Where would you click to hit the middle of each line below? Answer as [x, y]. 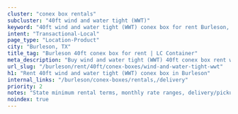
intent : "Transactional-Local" [53, 34]
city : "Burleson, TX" [39, 47]
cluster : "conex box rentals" [52, 14]
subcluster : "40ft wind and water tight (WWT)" [79, 21]
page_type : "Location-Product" [53, 40]
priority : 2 [25, 86]
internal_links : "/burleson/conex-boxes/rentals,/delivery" [98, 80]
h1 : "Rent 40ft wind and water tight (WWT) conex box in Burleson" [109, 73]
